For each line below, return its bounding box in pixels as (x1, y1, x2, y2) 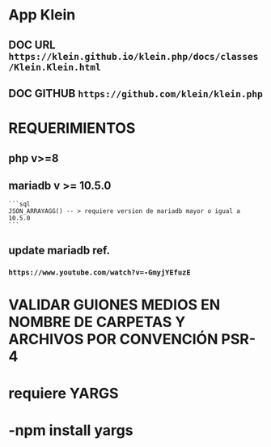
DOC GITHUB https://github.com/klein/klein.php (8, 87, 263, 100)
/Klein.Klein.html (8, 61, 101, 73)
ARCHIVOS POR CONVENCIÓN (8, 330, 218, 348)
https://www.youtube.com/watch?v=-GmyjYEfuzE (8, 267, 192, 277)
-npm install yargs (8, 421, 133, 440)
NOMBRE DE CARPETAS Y (8, 313, 186, 331)
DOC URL (8, 38, 56, 52)
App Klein (8, 6, 76, 24)
